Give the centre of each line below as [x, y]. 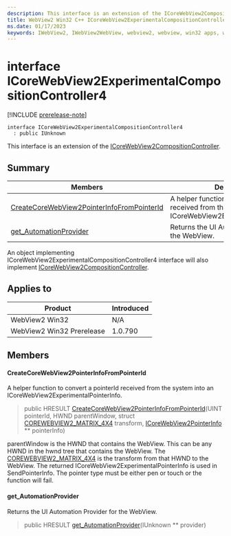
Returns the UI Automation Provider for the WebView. [82, 511]
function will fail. [30, 480]
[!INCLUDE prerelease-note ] [47, 115]
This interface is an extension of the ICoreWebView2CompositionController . [114, 146]
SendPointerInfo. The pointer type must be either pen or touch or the [104, 473]
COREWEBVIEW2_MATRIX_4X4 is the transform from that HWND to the [108, 458]
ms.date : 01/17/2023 [37, 26]
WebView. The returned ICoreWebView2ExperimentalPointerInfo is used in [112, 466]
